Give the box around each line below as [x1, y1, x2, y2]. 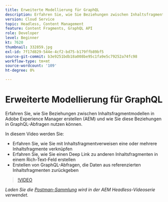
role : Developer [5, 31, 39, 36]
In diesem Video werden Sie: [5, 131, 64, 137]
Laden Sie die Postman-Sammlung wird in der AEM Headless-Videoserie [5, 186, 155, 192]
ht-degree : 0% [5, 68, 35, 73]
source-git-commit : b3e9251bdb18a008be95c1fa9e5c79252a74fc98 [5, 54, 137, 59]
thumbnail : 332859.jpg [5, 45, 52, 50]
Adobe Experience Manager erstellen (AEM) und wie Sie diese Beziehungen [5, 116, 161, 122]
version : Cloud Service [5, 17, 55, 22]
